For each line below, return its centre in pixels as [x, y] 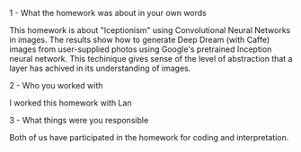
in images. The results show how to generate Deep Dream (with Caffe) [140, 40]
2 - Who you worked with [56, 85]
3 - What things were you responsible [79, 120]
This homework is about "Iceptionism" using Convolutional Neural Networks [150, 30]
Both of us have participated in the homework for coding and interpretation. [149, 137]
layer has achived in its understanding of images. [100, 68]
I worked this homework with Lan [71, 103]
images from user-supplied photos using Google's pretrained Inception [141, 49]
